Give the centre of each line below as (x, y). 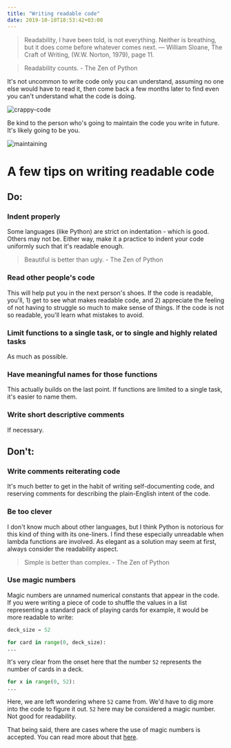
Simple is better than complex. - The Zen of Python (97, 562)
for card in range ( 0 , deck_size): (57, 642)
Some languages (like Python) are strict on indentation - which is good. (108, 232)
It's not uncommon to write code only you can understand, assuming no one (115, 81)
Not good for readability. (42, 716)
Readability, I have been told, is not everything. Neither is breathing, (120, 39)
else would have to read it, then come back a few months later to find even (113, 89)
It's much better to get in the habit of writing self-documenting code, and (111, 486)
